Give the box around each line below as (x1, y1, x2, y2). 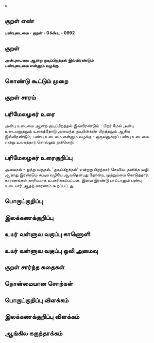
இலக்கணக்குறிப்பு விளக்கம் (4, 312, 80, 321)
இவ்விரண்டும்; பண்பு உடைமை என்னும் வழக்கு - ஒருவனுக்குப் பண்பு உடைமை (4, 134, 149, 140)
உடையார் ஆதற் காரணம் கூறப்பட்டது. (4, 183, 75, 189)
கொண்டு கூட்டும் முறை (4, 77, 68, 85)
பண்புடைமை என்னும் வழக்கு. (4, 63, 60, 68)
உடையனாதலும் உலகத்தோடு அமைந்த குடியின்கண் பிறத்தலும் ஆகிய (4, 128, 130, 134)
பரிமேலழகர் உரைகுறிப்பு (4, 153, 72, 162)
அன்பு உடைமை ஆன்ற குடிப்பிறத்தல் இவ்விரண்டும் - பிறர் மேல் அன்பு (4, 123, 135, 129)
